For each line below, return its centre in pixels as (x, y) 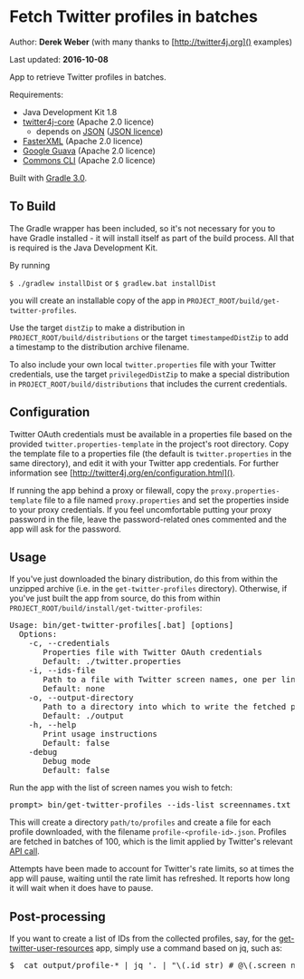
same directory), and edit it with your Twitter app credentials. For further (144, 463)
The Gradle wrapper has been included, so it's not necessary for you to (142, 228)
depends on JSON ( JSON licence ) (100, 131)
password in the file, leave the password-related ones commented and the (148, 519)
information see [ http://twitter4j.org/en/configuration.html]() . (122, 473)
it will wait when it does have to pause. (81, 888)
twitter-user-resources (52, 948)
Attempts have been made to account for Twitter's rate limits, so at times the (152, 869)
